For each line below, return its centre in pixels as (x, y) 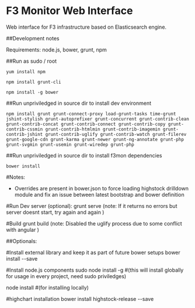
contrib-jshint (25, 134)
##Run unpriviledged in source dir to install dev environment (79, 103)
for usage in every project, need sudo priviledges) (66, 276)
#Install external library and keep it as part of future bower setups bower (93, 252)
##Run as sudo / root (32, 61)
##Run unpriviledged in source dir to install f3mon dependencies (84, 155)
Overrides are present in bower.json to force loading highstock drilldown (101, 188)
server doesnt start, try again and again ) (55, 212)
